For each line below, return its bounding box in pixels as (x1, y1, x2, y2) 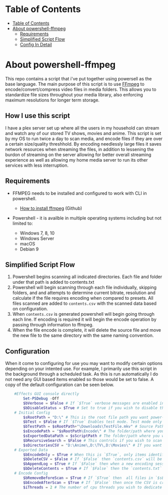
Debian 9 (19, 246, 39, 252)
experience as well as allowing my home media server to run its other (5, 157, 148, 163)
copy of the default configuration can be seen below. (5, 382, 114, 388)
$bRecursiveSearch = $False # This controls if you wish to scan (23, 438, 162, 443)
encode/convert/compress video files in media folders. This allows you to (5, 86, 156, 92)
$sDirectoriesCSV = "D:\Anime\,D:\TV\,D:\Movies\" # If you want (23, 443, 162, 448)
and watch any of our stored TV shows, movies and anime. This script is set (5, 130, 161, 136)
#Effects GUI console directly (14, 392, 79, 397)
